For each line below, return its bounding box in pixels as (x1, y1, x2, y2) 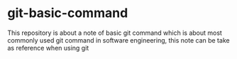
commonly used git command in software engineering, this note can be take (7, 36, 230, 44)
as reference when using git (7, 43, 89, 52)
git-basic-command (7, 5, 128, 21)
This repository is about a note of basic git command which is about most (7, 28, 222, 37)
